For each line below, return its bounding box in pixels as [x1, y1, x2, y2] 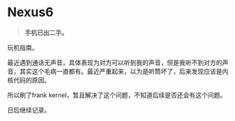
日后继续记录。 [7, 106, 51, 114]
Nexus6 [7, 4, 54, 20]
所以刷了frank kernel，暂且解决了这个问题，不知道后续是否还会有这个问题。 [7, 91, 227, 99]
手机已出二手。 [24, 28, 68, 37]
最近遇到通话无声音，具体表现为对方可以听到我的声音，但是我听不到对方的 [7, 58, 222, 67]
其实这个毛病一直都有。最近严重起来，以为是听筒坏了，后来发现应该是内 [19, 67, 229, 75]
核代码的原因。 [7, 75, 51, 84]
